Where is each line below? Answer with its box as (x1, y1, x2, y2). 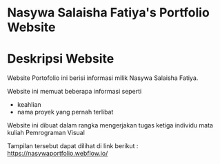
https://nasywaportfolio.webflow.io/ (7, 150, 108, 158)
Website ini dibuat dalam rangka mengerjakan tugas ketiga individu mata (7, 121, 214, 130)
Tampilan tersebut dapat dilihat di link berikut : (7, 142, 139, 150)
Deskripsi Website (7, 51, 114, 67)
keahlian (17, 101, 41, 109)
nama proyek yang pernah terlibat (17, 108, 114, 116)
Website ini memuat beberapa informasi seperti (7, 88, 142, 96)
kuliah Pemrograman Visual (7, 129, 85, 137)
